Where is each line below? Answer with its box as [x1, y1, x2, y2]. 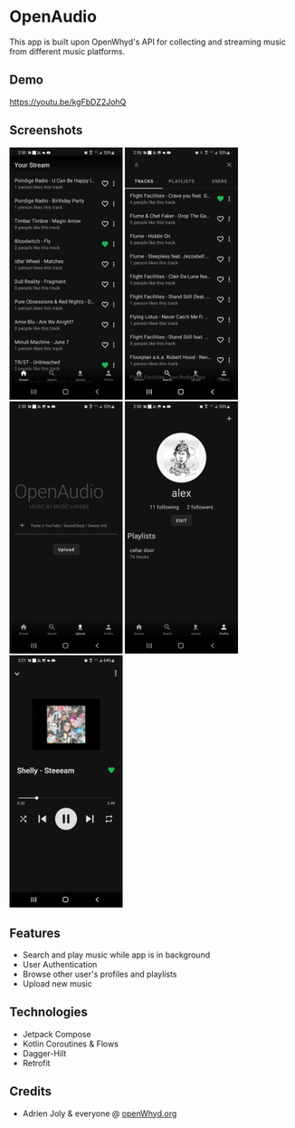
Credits [9, 1084, 52, 1099]
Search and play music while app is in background [22, 949, 211, 960]
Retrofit [22, 1057, 51, 1068]
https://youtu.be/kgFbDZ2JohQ [9, 96, 127, 107]
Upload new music [22, 977, 92, 989]
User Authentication [22, 958, 98, 969]
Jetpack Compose [22, 1028, 92, 1039]
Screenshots [9, 122, 83, 138]
